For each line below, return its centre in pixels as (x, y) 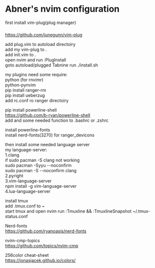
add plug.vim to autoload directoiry (40, 45)
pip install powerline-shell (31, 110)
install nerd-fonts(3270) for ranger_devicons (50, 135)
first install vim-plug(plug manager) (41, 22)
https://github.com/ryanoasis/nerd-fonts (46, 231)
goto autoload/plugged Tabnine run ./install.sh (52, 65)
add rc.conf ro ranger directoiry (37, 101)
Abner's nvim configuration (62, 9)
